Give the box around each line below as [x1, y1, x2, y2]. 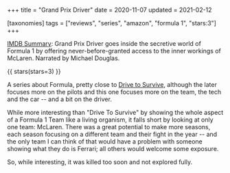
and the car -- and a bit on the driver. [7, 95, 112, 103]
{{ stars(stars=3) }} [7, 68, 61, 75]
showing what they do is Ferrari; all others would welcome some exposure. [7, 145, 219, 152]
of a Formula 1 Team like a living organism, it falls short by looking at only [7, 116, 214, 124]
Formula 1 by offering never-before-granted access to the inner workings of [7, 47, 222, 55]
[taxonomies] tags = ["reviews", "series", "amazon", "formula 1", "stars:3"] [7, 19, 216, 27]
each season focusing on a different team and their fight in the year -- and [7, 130, 218, 138]
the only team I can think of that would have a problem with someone [7, 137, 203, 146]
